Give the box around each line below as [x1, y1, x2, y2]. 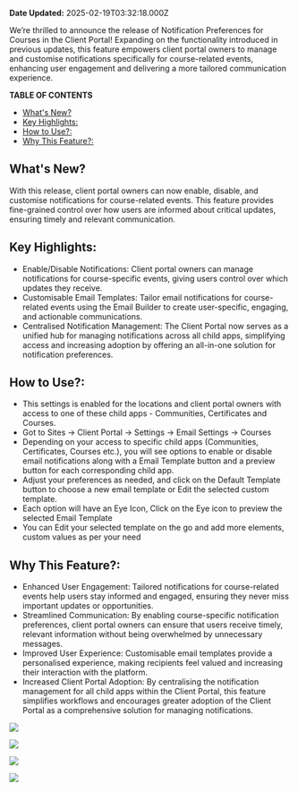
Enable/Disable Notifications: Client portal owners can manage [21, 263, 253, 274]
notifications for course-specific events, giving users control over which [21, 273, 288, 284]
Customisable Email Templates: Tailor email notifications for [21, 292, 243, 302]
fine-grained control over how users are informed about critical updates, [9, 204, 277, 215]
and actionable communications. [21, 310, 143, 321]
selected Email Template [21, 513, 114, 523]
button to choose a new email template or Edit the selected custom [21, 484, 269, 495]
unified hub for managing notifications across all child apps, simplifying [21, 330, 285, 341]
